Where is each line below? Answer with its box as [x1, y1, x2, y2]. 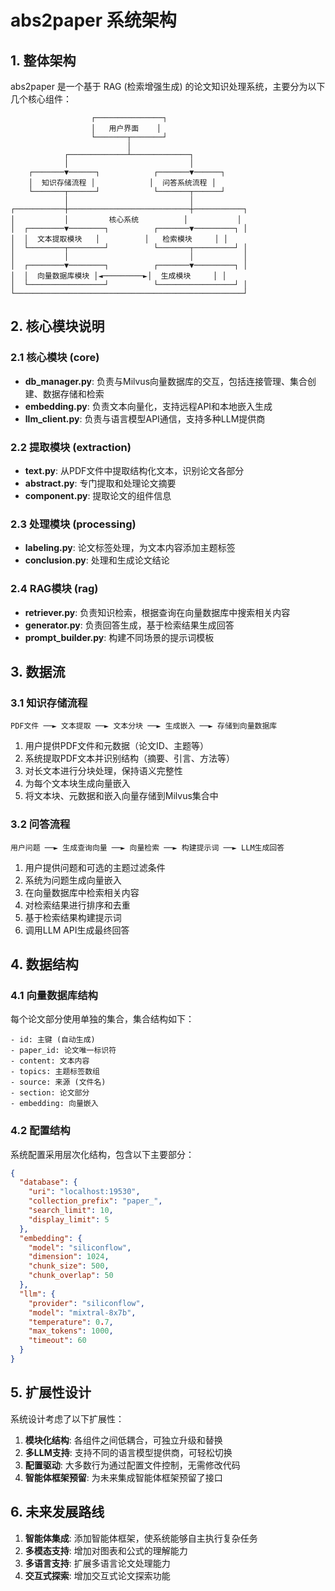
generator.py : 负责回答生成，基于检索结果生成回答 [24, 619, 235, 631]
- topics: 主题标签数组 [10, 1067, 100, 1077]
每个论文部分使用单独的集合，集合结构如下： [10, 1013, 195, 1025]
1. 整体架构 [10, 52, 77, 69]
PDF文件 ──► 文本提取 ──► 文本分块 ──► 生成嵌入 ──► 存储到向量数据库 [10, 721, 278, 731]
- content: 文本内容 [10, 1056, 90, 1066]
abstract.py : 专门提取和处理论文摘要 [24, 477, 177, 489]
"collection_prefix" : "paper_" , [28, 1196, 163, 1206]
